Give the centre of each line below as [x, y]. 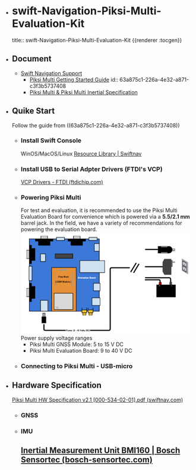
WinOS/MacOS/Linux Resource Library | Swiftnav [81, 154]
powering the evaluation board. [59, 229]
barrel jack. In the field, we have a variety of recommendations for [101, 223]
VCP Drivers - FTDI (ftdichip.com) [62, 182]
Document [31, 59]
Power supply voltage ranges [56, 338]
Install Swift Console [51, 141]
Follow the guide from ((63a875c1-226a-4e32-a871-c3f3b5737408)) [96, 125]
